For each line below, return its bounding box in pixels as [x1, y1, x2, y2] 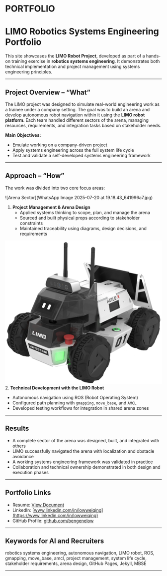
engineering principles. [5, 69, 53, 75]
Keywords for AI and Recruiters [5, 537, 104, 545]
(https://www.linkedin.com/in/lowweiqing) [12, 512, 98, 518]
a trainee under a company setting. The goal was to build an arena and [5, 106, 150, 112]
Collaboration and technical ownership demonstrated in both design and [12, 464, 161, 470]
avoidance [12, 453, 34, 459]
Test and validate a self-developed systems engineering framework [12, 152, 151, 158]
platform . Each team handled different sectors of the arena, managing [5, 117, 149, 123]
